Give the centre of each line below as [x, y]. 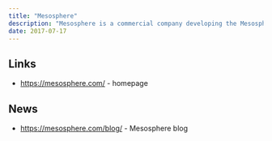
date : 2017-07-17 [38, 31]
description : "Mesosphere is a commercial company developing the [123, 23]
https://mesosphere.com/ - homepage [84, 83]
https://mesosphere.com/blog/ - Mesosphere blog [104, 128]
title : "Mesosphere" [43, 16]
